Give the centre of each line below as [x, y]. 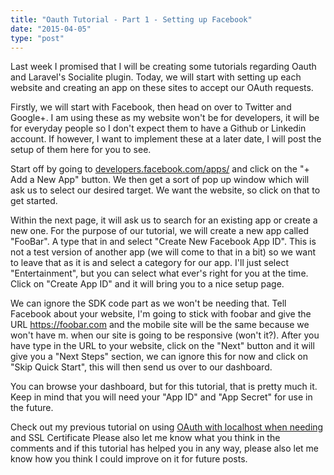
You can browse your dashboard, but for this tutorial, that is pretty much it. [164, 387]
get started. [34, 201]
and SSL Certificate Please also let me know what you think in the [145, 438]
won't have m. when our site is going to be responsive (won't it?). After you [165, 335]
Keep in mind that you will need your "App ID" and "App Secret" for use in [161, 397]
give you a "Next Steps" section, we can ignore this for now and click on [159, 357]
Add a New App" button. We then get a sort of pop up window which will [160, 180]
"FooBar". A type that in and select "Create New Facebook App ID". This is [163, 242]
